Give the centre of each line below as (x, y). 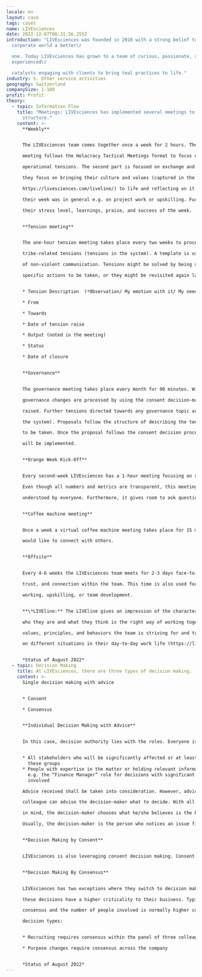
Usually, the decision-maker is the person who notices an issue (106, 824)
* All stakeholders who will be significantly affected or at (102, 758)
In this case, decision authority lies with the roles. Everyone (106, 742)
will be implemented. (49, 444)
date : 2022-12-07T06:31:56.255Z (47, 34)
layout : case (23, 17)
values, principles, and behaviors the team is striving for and (106, 633)
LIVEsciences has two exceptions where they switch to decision (104, 888)
